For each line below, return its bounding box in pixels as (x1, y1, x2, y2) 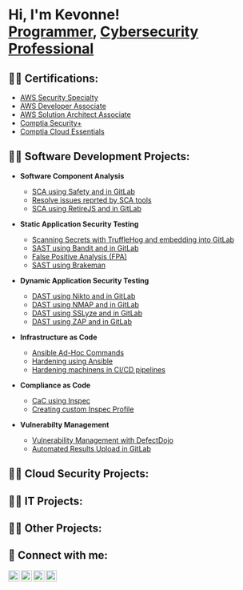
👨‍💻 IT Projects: (8, 494, 83, 508)
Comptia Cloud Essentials (19, 126, 106, 136)
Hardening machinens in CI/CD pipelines (31, 364, 166, 374)
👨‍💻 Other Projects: (8, 521, 102, 535)
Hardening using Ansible (31, 356, 114, 366)
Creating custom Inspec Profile (31, 404, 134, 414)
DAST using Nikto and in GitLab (31, 291, 136, 301)
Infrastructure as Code (19, 332, 98, 342)
